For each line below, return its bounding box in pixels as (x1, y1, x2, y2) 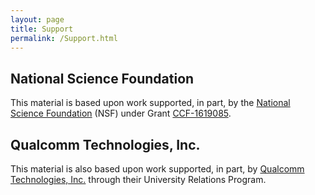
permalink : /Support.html (10, 33, 118, 43)
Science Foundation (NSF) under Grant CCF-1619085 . (10, 107, 232, 120)
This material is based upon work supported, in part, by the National (10, 97, 291, 109)
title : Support (10, 24, 74, 34)
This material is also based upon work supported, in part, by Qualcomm (10, 163, 305, 175)
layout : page (10, 14, 65, 25)
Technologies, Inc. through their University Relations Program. (10, 174, 267, 185)
